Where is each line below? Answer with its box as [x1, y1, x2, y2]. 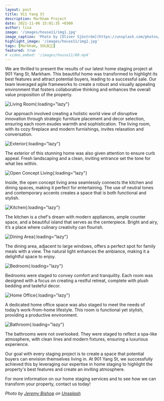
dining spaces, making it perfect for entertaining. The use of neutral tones [5, 185, 154, 191]
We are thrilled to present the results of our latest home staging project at [5, 66, 153, 72]
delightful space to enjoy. [5, 254, 56, 260]
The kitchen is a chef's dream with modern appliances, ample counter [5, 214, 146, 220]
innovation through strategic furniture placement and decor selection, [5, 116, 145, 122]
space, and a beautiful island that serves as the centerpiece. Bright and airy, [5, 219, 159, 225]
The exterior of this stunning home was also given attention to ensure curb [5, 150, 155, 156]
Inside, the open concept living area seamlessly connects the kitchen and [5, 180, 153, 185]
